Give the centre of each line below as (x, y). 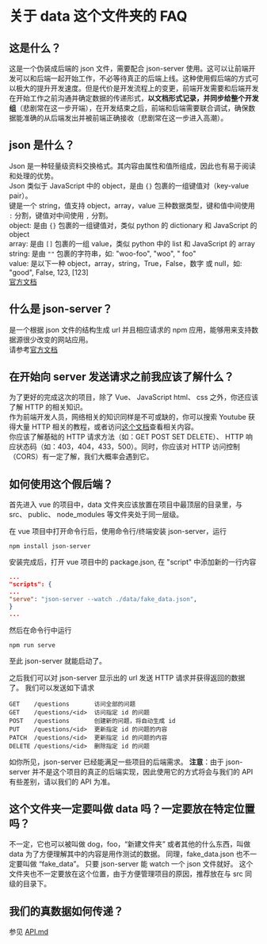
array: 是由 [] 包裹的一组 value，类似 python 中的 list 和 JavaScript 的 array (132, 243)
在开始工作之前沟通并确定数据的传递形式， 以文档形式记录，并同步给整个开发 (134, 98)
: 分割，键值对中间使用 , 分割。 (61, 215)
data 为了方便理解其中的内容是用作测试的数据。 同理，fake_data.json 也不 (130, 854)
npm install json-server (50, 546)
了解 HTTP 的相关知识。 (48, 407)
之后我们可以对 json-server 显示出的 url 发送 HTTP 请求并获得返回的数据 (127, 677)
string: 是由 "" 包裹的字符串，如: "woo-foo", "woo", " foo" (103, 253)
